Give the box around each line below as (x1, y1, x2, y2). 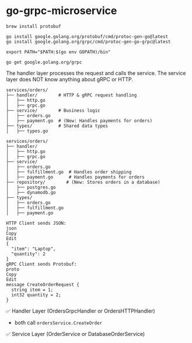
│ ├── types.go (6, 128, 48, 134)
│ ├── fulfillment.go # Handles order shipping (6, 169, 132, 175)
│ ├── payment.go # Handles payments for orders (6, 174, 145, 180)
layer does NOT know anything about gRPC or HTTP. (6, 76, 133, 83)
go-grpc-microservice (6, 4, 117, 18)
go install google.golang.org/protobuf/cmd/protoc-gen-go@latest (6, 33, 168, 39)
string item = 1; (11, 287, 54, 293)
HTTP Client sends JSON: (6, 220, 67, 226)
